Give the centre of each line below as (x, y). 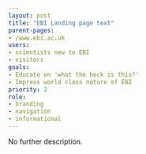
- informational (35, 119)
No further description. (45, 141)
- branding (26, 104)
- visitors (26, 60)
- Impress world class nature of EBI (70, 82)
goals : (19, 67)
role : (17, 97)
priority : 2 (28, 89)
